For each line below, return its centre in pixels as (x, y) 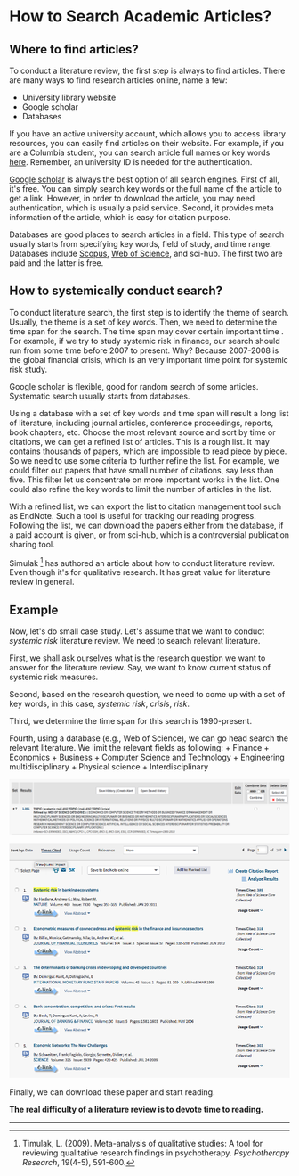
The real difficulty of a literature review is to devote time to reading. (137, 1110)
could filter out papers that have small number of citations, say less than (141, 470)
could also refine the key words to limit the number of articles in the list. (140, 489)
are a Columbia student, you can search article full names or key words (140, 152)
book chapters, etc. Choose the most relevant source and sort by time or (142, 432)
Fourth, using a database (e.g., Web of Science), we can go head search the (149, 738)
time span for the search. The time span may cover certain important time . (146, 331)
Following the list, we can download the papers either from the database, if (146, 525)
